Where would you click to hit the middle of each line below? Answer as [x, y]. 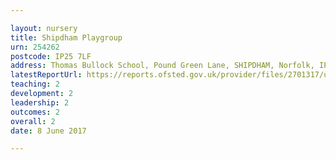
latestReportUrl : [46, 75]
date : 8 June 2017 [48, 131]
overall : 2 [33, 121]
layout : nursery [44, 28]
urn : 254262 [35, 47]
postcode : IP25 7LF [51, 56]
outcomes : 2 [35, 112]
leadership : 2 [40, 102]
